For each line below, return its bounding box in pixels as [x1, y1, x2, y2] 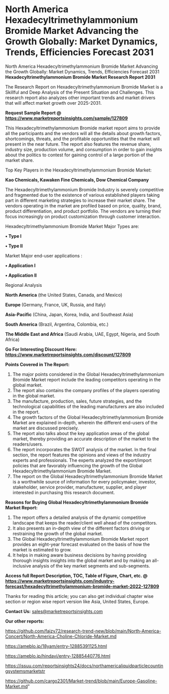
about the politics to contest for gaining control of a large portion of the [5, 152, 153, 158]
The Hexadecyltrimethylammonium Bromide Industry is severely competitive [5, 186, 164, 193]
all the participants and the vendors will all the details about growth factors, [5, 130, 162, 136]
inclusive [12, 562, 31, 569]
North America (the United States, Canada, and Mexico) [5, 292, 123, 298]
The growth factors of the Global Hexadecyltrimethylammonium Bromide [12, 414, 164, 420]
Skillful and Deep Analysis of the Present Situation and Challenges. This [5, 89, 154, 95]
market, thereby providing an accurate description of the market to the [12, 436, 159, 442]
